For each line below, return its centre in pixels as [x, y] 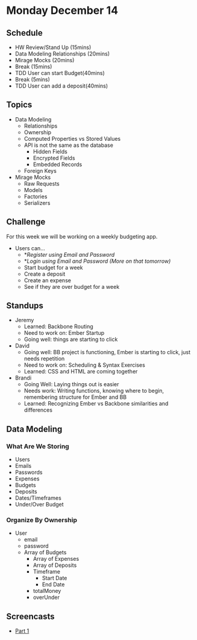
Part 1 [22, 631]
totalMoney [47, 591]
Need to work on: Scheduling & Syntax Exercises [85, 365]
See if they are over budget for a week [72, 286]
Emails [23, 466]
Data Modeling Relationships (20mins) [62, 54]
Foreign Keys [40, 170]
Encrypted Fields [54, 158]
